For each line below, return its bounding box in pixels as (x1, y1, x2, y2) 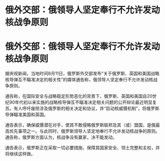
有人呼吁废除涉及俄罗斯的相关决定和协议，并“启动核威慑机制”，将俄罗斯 (13, 106, 160, 111)
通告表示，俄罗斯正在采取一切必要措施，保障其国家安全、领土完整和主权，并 (5, 145, 160, 151)
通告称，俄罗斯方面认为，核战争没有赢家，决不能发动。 (5, 134, 117, 140)
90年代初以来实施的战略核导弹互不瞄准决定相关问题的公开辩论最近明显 (9, 99, 153, 106)
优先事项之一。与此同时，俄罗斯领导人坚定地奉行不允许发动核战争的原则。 (9, 128, 160, 134)
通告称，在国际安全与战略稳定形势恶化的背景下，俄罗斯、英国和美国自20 (5, 93, 153, 99)
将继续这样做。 (5, 151, 35, 157)
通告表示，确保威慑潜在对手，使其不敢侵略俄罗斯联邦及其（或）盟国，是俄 (5, 122, 156, 128)
